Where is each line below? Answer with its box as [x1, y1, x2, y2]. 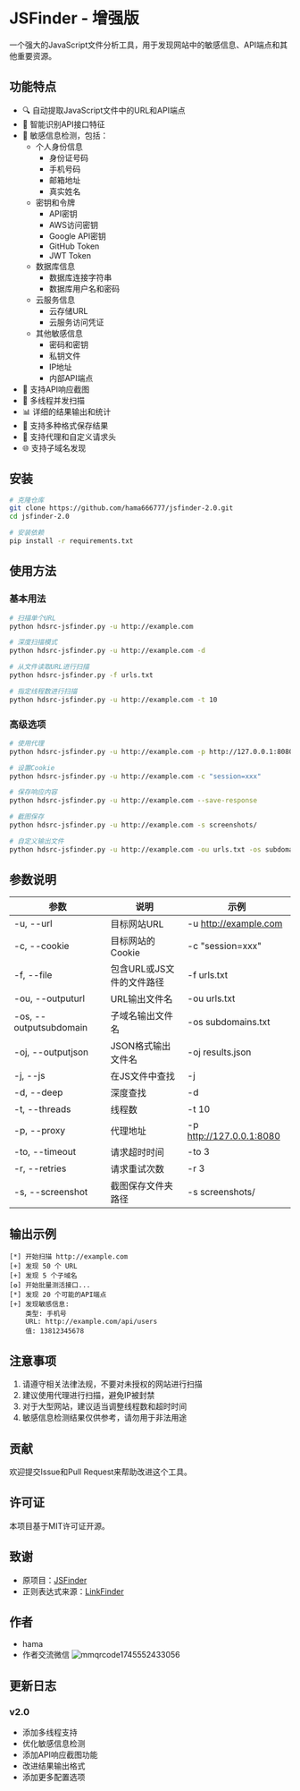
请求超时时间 [110, 1146, 165, 1159]
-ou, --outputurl [13, 992, 86, 1005]
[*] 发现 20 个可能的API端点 [9, 1290, 107, 1300]
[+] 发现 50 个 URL [9, 1262, 78, 1271]
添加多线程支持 [21, 1727, 78, 1738]
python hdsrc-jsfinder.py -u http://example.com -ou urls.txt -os [9, 845, 262, 854]
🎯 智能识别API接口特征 [21, 118, 105, 130]
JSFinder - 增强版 [9, 8, 140, 29]
